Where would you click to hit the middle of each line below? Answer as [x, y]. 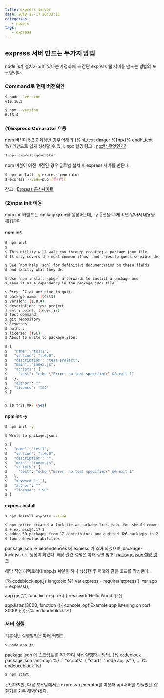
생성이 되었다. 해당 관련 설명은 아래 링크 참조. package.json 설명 [91, 555]
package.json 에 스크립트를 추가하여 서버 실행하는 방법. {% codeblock [73, 655]
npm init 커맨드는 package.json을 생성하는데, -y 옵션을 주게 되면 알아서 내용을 [80, 214]
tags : [10, 28]
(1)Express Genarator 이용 [36, 128]
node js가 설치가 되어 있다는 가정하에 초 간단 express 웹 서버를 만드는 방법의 [78, 66]
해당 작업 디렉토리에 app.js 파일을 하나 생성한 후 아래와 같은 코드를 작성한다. [77, 571]
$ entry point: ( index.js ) [32, 310]
